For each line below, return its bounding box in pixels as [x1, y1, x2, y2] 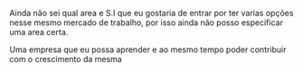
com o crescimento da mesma [9, 54, 122, 64]
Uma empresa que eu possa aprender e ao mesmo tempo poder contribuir [9, 44, 287, 55]
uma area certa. [9, 27, 69, 37]
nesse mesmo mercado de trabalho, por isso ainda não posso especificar [9, 17, 283, 28]
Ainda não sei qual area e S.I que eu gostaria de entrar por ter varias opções [9, 8, 294, 18]
